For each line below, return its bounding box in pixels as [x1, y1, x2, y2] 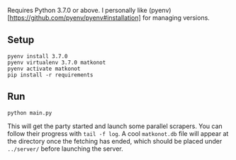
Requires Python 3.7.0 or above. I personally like [7, 6, 147, 14]
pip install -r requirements [7, 71, 94, 79]
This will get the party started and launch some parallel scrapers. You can [7, 122, 223, 130]
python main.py [7, 109, 52, 116]
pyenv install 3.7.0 [7, 52, 69, 59]
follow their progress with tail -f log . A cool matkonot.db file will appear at [7, 129, 229, 137]
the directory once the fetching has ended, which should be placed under [7, 137, 223, 145]
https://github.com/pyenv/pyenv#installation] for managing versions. [9, 13, 210, 22]
